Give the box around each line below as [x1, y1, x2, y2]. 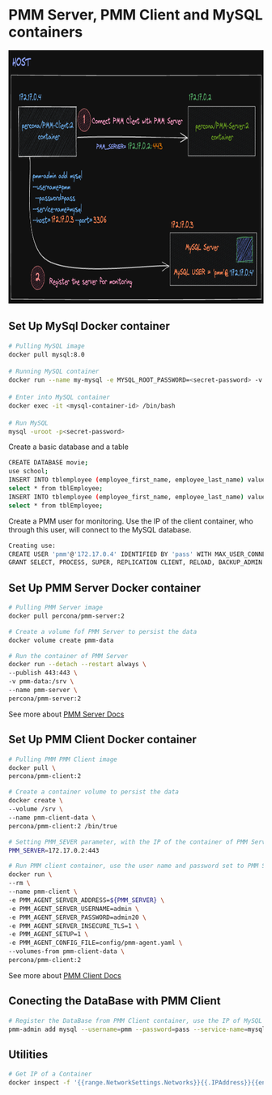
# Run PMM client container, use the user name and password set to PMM [8, 862, 259, 870]
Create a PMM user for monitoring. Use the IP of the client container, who [8, 516, 253, 526]
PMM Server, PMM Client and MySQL [8, 6, 263, 24]
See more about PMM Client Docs [8, 970, 121, 980]
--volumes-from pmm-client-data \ [8, 947, 125, 956]
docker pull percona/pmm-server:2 [8, 612, 125, 620]
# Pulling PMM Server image [8, 604, 104, 612]
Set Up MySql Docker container [8, 319, 170, 333]
